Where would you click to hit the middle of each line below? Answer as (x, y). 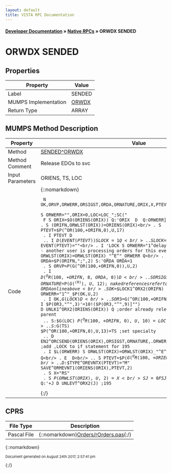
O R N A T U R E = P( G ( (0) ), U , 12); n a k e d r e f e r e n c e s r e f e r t (103, 283)
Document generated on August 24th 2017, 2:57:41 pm (50, 457)
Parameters (22, 181)
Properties (23, 70)
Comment (20, 166)
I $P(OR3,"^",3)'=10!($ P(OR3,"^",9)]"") (91, 304)
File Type (21, 426)
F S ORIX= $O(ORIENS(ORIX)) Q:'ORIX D (91, 220)
